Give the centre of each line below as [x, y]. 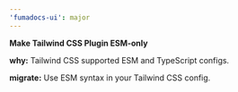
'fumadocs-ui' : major [50, 17]
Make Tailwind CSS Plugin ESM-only [79, 43]
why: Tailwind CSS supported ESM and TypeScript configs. [119, 60]
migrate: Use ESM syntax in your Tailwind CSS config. [110, 78]
